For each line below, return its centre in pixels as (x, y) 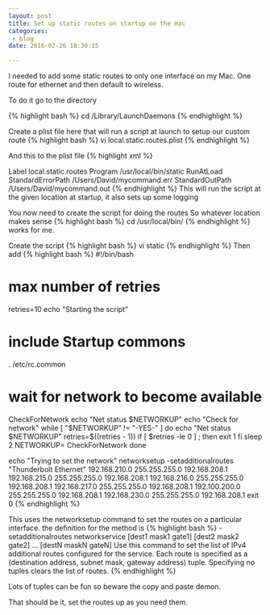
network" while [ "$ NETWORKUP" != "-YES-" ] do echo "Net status (120, 428)
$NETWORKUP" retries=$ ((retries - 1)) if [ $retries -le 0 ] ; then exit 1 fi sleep (135, 436)
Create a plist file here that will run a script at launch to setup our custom (129, 132)
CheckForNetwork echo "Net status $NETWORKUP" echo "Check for (124, 419)
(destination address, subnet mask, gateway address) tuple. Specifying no (132, 562)
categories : (28, 31)
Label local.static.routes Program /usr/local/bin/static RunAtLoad (116, 171)
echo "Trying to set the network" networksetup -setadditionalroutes (121, 461)
